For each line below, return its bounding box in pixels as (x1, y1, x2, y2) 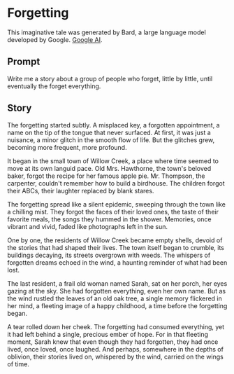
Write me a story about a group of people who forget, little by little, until (7, 74, 213, 83)
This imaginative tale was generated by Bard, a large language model (7, 28, 206, 36)
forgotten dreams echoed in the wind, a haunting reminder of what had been (7, 258, 228, 267)
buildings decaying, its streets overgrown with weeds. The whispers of (7, 251, 211, 259)
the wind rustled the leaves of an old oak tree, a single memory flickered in (7, 294, 222, 303)
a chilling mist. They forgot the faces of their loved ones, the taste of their (7, 207, 219, 216)
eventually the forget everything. (7, 82, 101, 90)
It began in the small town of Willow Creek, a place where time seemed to (7, 156, 219, 165)
